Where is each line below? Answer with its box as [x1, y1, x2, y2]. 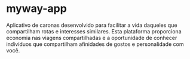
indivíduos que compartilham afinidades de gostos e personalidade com [6, 41, 184, 48]
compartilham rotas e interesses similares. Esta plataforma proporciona [6, 27, 182, 35]
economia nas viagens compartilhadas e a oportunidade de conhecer [6, 34, 177, 41]
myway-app [6, 2, 67, 15]
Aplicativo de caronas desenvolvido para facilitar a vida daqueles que [6, 21, 177, 29]
